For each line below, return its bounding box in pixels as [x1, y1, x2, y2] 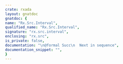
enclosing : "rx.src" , [5, 34, 49, 39]
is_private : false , [5, 38, 45, 43]
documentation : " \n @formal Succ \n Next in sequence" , [5, 43, 119, 48]
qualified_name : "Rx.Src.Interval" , [5, 25, 80, 30]
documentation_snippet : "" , [5, 47, 62, 52]
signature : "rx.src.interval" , [5, 29, 69, 34]
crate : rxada [5, 7, 32, 12]
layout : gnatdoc [5, 12, 38, 16]
